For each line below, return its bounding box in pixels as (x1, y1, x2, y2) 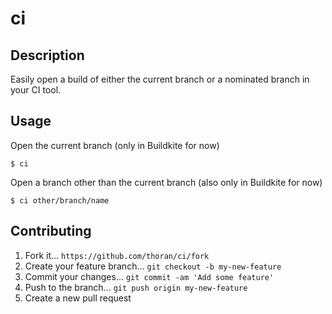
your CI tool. (10, 84, 62, 96)
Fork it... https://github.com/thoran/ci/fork (24, 249, 210, 261)
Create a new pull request (24, 292, 132, 304)
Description (10, 47, 85, 64)
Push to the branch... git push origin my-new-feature (24, 281, 248, 293)
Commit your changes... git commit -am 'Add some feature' (24, 270, 275, 282)
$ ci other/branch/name (10, 195, 110, 206)
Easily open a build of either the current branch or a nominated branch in (10, 73, 310, 85)
